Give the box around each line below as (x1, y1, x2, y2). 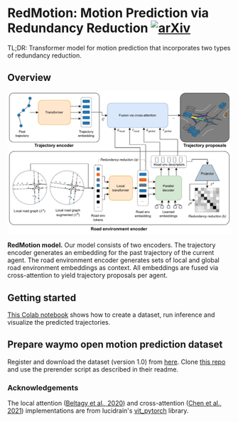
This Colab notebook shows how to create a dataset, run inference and (7, 310, 215, 319)
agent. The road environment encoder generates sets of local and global (7, 256, 220, 264)
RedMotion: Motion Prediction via (7, 5, 210, 21)
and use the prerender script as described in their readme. (7, 364, 179, 374)
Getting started (7, 291, 77, 303)
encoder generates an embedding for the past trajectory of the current (7, 249, 215, 257)
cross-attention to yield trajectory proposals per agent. (7, 271, 168, 280)
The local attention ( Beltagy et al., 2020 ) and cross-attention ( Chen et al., (7, 399, 222, 408)
